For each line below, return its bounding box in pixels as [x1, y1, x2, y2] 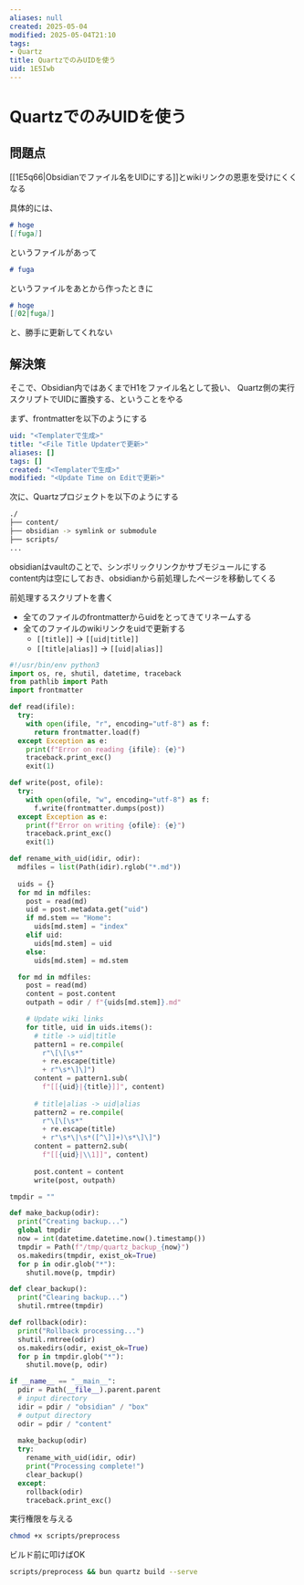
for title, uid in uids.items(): [26, 1023, 153, 1032]
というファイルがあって [9, 247, 98, 257]
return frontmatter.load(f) [33, 728, 142, 737]
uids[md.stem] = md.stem [33, 956, 129, 965]
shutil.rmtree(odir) [17, 1335, 96, 1344]
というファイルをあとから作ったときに [9, 282, 153, 293]
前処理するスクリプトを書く [9, 592, 114, 603]
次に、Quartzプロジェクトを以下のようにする [9, 491, 180, 502]
